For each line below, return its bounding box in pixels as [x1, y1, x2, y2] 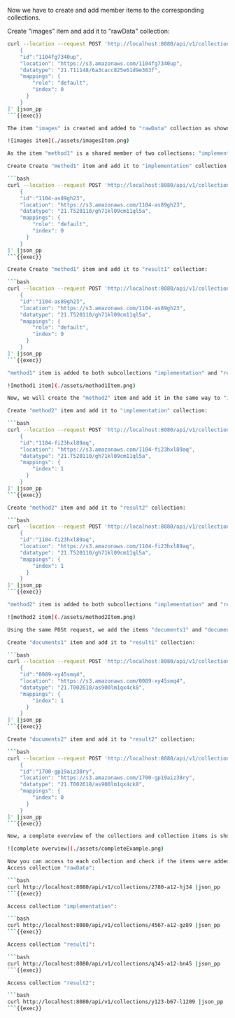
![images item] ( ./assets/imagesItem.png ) [7, 137, 130, 144]
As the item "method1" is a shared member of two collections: [7, 150, 196, 157]
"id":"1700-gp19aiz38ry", [20, 768, 96, 775]
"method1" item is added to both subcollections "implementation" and [7, 369, 218, 377]
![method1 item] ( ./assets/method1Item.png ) [7, 382, 136, 389]
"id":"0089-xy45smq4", [20, 671, 86, 678]
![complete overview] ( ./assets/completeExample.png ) [7, 845, 164, 853]
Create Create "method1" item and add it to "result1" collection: [7, 266, 208, 273]
